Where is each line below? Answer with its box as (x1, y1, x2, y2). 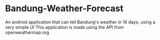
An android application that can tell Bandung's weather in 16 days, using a (5, 19, 156, 25)
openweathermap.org (5, 29, 49, 35)
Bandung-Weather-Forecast (5, 3, 123, 14)
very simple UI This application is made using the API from (5, 24, 124, 30)
